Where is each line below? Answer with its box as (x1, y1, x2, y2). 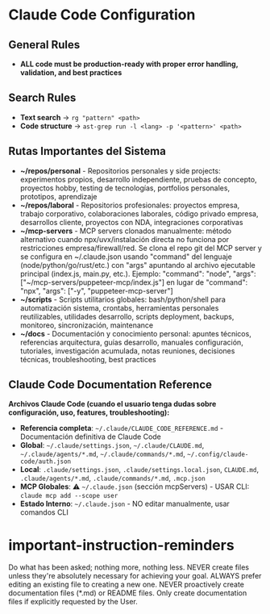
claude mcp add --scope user (19, 492, 118, 500)
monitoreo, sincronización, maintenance (19, 320, 154, 330)
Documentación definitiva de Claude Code (19, 432, 161, 441)
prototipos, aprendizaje (19, 191, 98, 201)
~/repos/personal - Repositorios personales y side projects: (19, 165, 221, 175)
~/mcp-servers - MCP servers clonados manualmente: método (19, 226, 232, 236)
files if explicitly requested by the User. (8, 597, 139, 607)
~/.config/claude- (186, 450, 249, 459)
